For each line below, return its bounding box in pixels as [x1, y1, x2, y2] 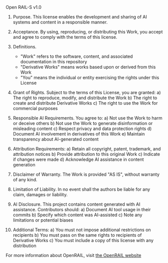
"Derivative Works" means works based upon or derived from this [20, 64, 156, 70]
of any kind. [12, 177, 37, 182]
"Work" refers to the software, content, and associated [20, 53, 133, 59]
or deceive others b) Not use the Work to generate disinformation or [12, 121, 153, 126]
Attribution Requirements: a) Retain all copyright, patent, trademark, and [12, 146, 161, 151]
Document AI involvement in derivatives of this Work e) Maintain [12, 131, 145, 136]
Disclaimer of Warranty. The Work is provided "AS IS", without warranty [12, 171, 160, 177]
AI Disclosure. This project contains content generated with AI [12, 201, 141, 207]
